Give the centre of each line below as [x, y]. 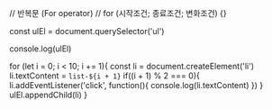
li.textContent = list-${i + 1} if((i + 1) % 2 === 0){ [104, 76]
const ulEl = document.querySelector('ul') [87, 31]
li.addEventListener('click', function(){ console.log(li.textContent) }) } [136, 85]
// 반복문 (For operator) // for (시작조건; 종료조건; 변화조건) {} [118, 13]
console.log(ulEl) [41, 49]
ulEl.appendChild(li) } [49, 95]
